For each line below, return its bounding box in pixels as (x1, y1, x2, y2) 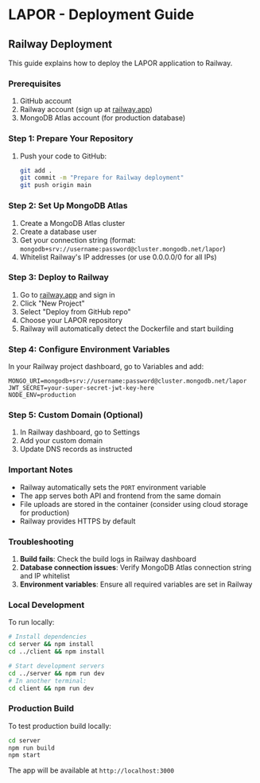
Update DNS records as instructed (19, 444, 133, 454)
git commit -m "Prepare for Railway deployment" (19, 173, 184, 182)
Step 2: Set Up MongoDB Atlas (8, 201, 128, 212)
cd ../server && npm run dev (8, 669, 105, 677)
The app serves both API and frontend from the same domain (19, 491, 221, 501)
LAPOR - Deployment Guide (8, 6, 195, 24)
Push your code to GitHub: (19, 151, 107, 161)
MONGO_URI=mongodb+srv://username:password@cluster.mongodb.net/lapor (8, 377, 247, 385)
